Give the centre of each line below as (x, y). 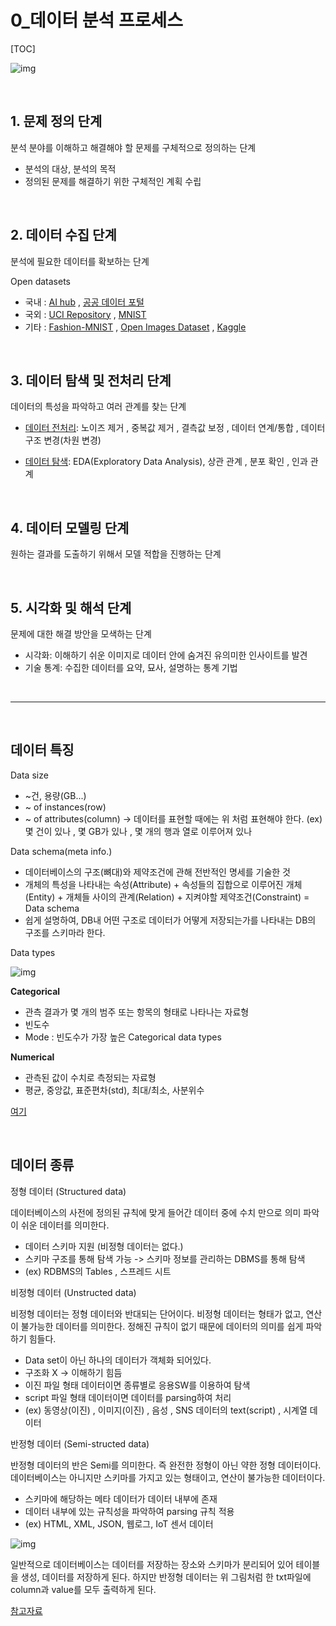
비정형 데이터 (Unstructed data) (73, 1292)
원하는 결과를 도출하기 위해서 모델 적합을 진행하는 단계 (116, 554)
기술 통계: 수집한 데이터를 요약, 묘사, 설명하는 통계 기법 (131, 667)
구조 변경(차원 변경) (63, 440)
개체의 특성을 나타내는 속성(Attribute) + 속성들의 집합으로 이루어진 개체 (163, 884)
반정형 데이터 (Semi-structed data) (80, 1443)
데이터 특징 (42, 750)
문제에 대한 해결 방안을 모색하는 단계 (81, 634)
